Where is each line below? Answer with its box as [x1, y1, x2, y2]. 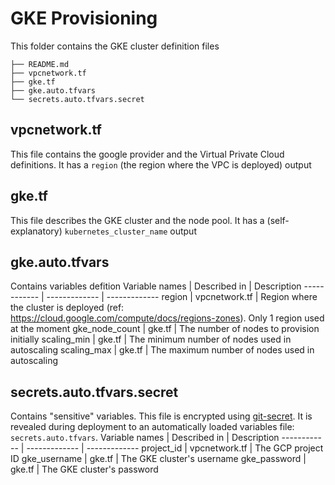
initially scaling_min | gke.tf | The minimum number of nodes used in [10, 333, 292, 346]
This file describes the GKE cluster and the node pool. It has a [10, 214, 265, 226]
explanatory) [10, 225, 63, 237]
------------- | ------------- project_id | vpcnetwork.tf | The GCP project [26, 442, 324, 454]
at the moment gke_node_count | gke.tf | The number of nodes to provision [10, 323, 320, 335]
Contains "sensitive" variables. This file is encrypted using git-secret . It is [10, 410, 313, 422]
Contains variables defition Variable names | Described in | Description [10, 280, 302, 292]
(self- [266, 214, 290, 226]
